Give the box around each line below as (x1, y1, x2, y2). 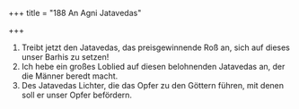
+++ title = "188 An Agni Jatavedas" (8, 8, 142, 18)
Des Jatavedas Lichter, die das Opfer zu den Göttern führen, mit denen (21, 80, 285, 90)
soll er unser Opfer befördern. (21, 89, 132, 100)
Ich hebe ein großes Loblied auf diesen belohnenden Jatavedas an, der (21, 62, 286, 71)
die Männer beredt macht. (21, 71, 119, 81)
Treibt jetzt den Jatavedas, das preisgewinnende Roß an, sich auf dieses (21, 42, 291, 53)
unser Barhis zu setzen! (21, 52, 110, 62)
